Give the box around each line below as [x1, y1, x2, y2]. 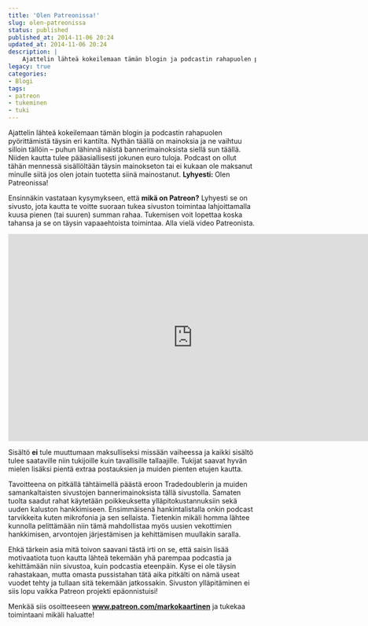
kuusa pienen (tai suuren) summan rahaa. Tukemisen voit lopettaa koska [8, 210, 243, 219]
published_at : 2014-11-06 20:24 [8, 33, 114, 42]
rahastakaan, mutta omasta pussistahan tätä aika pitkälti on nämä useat [8, 570, 240, 579]
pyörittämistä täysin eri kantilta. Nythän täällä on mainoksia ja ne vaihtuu [8, 137, 242, 145]
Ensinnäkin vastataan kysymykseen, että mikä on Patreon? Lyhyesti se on [8, 193, 248, 203]
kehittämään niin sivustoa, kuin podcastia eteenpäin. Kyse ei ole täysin [8, 562, 237, 570]
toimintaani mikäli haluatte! [8, 610, 94, 619]
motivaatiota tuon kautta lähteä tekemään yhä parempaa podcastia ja [8, 553, 232, 562]
